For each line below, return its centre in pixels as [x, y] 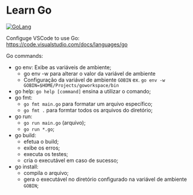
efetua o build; [41, 141]
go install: [27, 167]
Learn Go [29, 10]
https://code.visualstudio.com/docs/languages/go [67, 44]
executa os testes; [46, 154]
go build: [25, 135]
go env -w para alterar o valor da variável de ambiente [89, 73]
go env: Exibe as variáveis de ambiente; [63, 67]
